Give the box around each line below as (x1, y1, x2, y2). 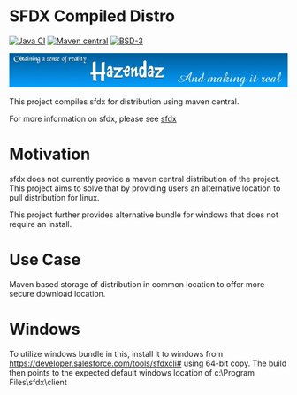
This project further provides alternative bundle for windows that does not (9, 209, 278, 220)
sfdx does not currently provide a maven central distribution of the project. (9, 174, 281, 185)
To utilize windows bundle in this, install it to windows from (9, 349, 224, 360)
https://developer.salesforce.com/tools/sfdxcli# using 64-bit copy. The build (9, 358, 287, 368)
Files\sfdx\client (9, 377, 68, 388)
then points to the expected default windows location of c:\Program (9, 368, 255, 378)
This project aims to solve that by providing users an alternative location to (9, 183, 281, 194)
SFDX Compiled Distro (9, 6, 175, 27)
